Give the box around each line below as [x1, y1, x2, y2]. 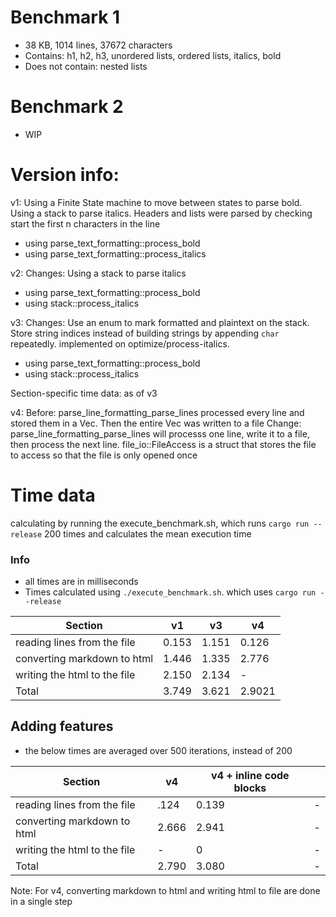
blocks [233, 781, 267, 795]
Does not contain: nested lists [24, 60, 148, 72]
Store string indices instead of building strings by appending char [10, 327, 280, 339]
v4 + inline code [211, 768, 290, 782]
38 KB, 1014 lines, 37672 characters [24, 39, 173, 51]
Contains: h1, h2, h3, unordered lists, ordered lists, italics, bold [24, 49, 282, 61]
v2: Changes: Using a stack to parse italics [10, 267, 187, 279]
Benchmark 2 [10, 96, 124, 118]
